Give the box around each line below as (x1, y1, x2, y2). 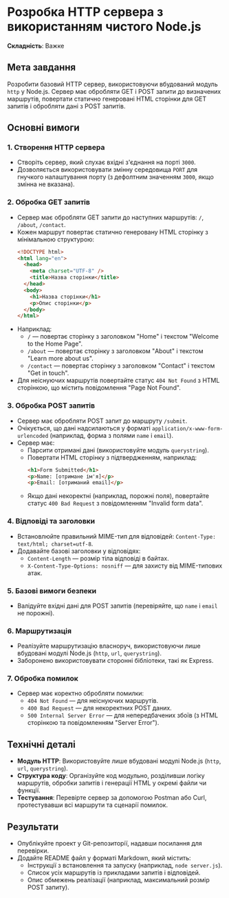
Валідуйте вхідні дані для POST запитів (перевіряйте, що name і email (17, 601, 218, 610)
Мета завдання (7, 61, 76, 73)
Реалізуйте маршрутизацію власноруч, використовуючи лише (17, 642, 201, 650)
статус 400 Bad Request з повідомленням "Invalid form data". (27, 499, 204, 508)
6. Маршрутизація (7, 626, 72, 635)
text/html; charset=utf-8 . (17, 539, 94, 548)
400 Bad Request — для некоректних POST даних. (27, 704, 172, 712)
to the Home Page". (27, 339, 83, 348)
